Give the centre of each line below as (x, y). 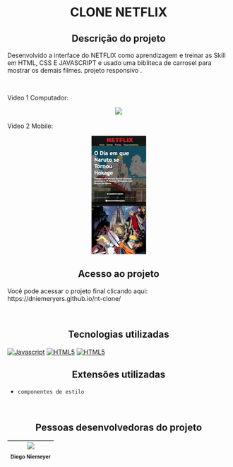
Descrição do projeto (119, 39)
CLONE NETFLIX (119, 12)
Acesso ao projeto (119, 274)
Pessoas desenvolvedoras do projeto (119, 427)
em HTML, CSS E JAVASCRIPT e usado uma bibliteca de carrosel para (109, 63)
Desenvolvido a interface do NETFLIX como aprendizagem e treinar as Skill (116, 55)
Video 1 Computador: (38, 97)
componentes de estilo (51, 392)
